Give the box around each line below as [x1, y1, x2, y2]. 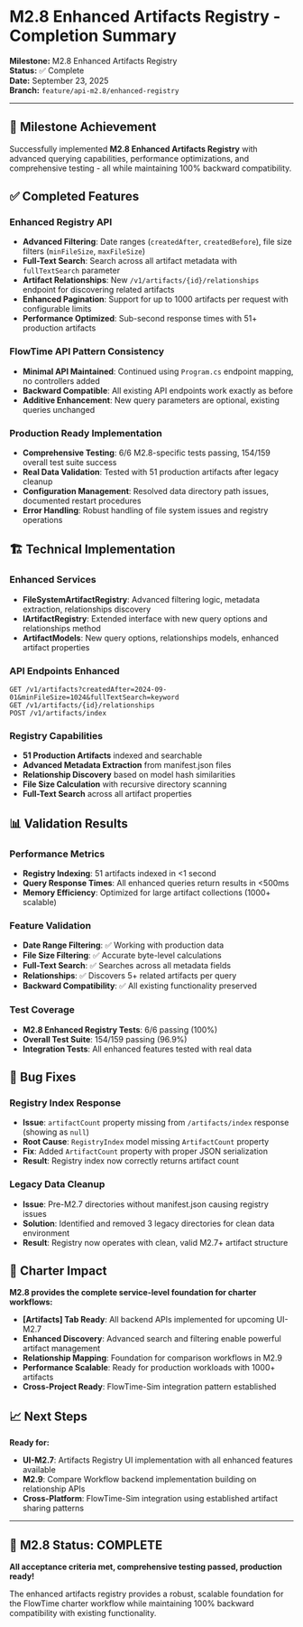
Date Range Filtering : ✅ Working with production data [22, 940, 225, 950]
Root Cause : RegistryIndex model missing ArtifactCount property [22, 1136, 270, 1147]
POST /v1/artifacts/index [9, 709, 106, 718]
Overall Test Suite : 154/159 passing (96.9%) [22, 1033, 188, 1044]
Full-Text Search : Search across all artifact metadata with [22, 256, 237, 266]
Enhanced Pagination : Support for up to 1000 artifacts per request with [22, 294, 289, 304]
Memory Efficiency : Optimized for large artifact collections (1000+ [22, 887, 271, 898]
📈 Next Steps [9, 1408, 88, 1424]
